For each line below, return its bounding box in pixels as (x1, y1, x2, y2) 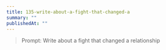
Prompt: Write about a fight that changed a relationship (21, 37, 160, 45)
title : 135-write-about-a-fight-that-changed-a (6, 9, 130, 15)
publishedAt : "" (6, 20, 48, 26)
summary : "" (6, 15, 37, 21)
